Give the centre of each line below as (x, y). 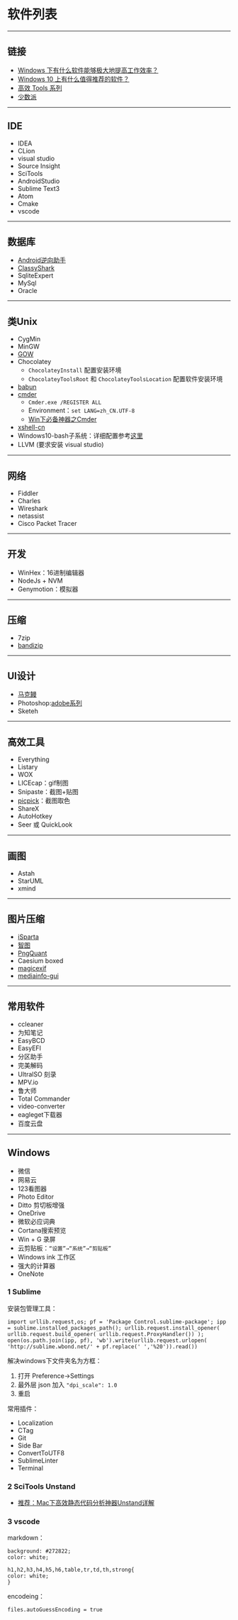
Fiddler (28, 493)
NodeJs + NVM (40, 580)
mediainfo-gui (38, 976)
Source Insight (39, 166)
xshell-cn (31, 427)
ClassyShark (36, 268)
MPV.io (28, 1082)
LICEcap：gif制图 (43, 783)
